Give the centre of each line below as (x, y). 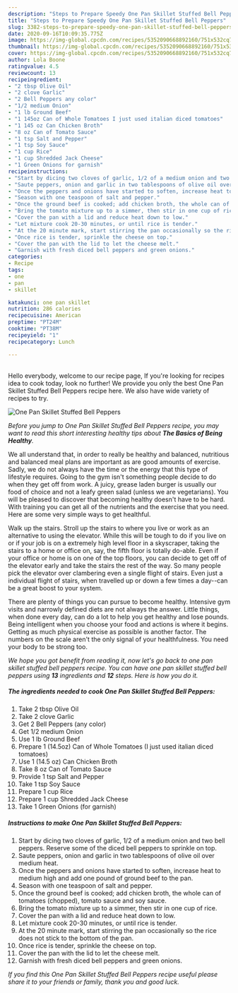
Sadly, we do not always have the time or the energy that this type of (108, 469)
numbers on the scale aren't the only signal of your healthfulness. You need (118, 639)
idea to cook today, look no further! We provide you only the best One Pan (116, 383)
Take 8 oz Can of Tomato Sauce (65, 769)
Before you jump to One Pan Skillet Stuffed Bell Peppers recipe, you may (114, 425)
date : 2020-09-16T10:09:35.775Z (55, 34)
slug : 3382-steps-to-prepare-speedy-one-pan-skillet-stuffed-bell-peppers (120, 27)
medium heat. (38, 863)
